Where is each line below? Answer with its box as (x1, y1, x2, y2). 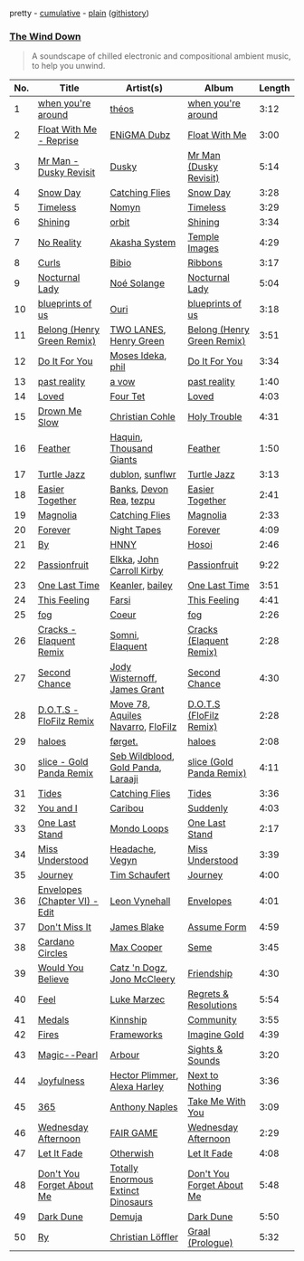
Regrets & (187, 988, 229, 1000)
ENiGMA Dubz (109, 129, 171, 141)
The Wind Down (9, 30, 81, 43)
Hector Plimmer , (109, 1069, 179, 1082)
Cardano (37, 936, 75, 949)
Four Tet (109, 390, 146, 403)
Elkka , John (109, 553, 159, 566)
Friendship (187, 968, 233, 980)
